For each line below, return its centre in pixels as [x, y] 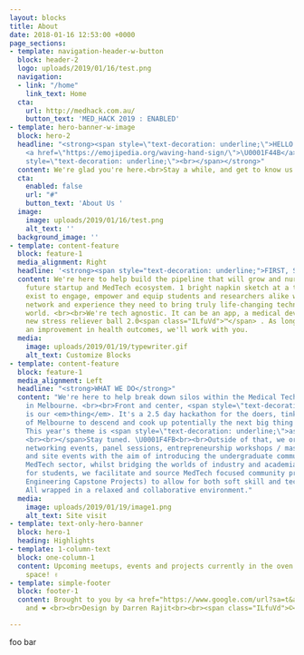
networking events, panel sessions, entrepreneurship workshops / [153, 448]
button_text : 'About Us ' [75, 204]
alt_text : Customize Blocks [78, 355]
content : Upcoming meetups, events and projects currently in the [145, 566]
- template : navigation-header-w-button [87, 52]
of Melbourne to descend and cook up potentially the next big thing [160, 423]
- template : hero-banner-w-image [72, 128]
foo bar [23, 641]
